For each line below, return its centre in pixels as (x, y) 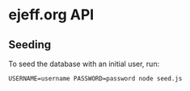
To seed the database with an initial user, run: (84, 64)
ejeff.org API (51, 15)
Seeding (30, 45)
